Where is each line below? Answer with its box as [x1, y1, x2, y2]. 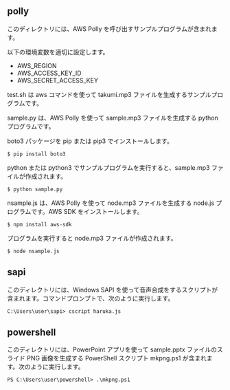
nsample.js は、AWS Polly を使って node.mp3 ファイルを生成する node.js [7, 199, 215, 207]
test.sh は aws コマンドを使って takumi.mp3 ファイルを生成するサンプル [7, 90, 211, 98]
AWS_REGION [16, 61, 57, 69]
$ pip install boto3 [7, 151, 67, 158]
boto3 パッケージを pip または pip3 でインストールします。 [7, 137, 173, 145]
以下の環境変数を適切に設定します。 [7, 47, 109, 56]
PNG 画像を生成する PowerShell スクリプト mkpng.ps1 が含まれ [26, 354, 207, 362]
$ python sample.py [7, 186, 63, 193]
